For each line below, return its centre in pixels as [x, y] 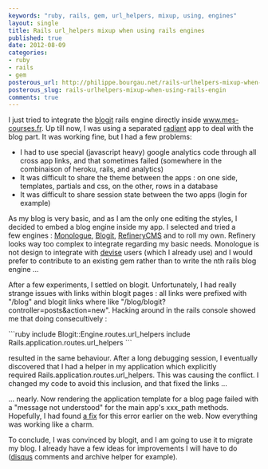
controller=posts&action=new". [59, 310]
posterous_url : [33, 82]
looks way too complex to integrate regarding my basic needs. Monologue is [134, 244]
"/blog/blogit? [143, 302]
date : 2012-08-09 [37, 45]
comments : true [33, 97]
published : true [35, 38]
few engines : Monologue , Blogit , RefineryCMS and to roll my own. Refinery [132, 235]
